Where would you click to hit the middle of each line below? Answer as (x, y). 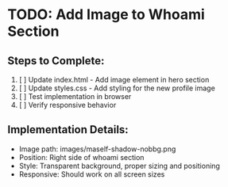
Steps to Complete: (56, 61)
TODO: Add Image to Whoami (106, 15)
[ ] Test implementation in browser (75, 96)
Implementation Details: (68, 130)
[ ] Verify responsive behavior (68, 105)
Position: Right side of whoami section (81, 157)
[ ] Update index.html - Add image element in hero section (114, 80)
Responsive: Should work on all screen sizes (92, 174)
